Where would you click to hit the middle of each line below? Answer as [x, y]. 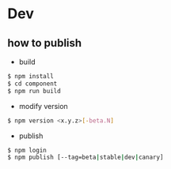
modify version [43, 106]
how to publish [45, 43]
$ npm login [27, 150]
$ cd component [32, 84]
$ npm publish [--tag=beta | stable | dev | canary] [85, 158]
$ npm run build [34, 91]
